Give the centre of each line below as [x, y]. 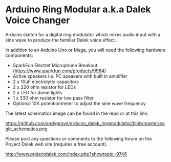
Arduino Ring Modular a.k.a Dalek [78, 9]
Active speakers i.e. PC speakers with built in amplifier [70, 76]
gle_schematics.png [26, 129]
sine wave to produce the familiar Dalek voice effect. [61, 40]
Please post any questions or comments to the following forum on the [79, 138]
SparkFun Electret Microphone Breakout [55, 65]
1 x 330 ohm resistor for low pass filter [53, 98]
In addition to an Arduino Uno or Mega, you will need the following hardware [86, 50]
